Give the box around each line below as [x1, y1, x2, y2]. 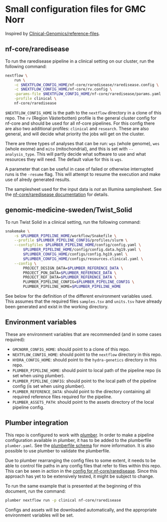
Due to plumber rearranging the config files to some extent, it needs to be [5, 457, 156, 463]
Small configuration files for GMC [5, 3, 146, 15]
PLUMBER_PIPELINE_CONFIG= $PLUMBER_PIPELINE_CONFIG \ [23, 279, 135, 284]
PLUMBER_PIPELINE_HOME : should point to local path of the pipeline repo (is [12, 367, 162, 373]
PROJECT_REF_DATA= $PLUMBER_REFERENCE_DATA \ [23, 275, 117, 280]
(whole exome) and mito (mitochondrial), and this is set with [5, 146, 128, 152]
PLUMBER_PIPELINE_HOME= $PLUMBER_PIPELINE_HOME [23, 284, 121, 289]
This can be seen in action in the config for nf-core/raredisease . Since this [5, 468, 158, 474]
